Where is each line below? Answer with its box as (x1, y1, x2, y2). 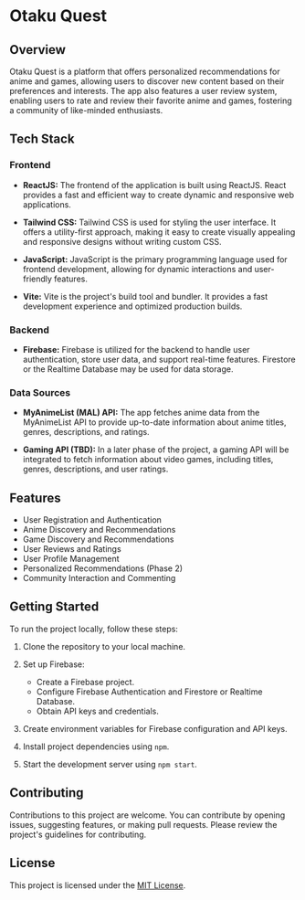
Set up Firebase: (22, 659, 85, 670)
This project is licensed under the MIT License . (9, 879, 186, 891)
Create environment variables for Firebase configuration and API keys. (22, 723, 288, 734)
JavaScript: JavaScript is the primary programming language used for (22, 253, 288, 265)
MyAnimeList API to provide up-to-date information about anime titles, (22, 417, 287, 428)
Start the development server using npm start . (22, 758, 198, 769)
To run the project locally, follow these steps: (9, 623, 178, 634)
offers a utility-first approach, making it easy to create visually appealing (22, 226, 296, 238)
